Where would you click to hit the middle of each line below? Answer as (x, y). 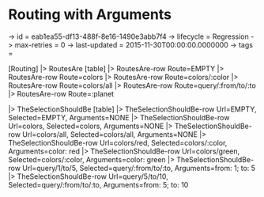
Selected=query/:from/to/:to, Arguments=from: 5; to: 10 (98, 184)
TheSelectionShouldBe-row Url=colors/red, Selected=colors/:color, (118, 142)
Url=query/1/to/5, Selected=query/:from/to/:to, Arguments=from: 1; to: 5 (139, 168)
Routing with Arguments (90, 15)
